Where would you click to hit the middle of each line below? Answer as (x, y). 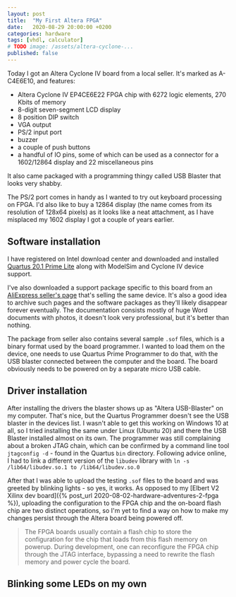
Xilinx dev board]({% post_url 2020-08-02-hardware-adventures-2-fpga (113, 495)
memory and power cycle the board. (77, 562)
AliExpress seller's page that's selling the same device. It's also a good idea (117, 295)
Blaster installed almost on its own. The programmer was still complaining (114, 438)
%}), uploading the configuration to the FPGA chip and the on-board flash (114, 503)
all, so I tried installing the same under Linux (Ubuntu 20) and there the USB (117, 430)
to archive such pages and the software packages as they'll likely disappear (117, 302)
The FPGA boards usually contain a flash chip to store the (108, 531)
